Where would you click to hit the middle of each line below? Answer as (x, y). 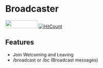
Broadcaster (32, 9)
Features (20, 42)
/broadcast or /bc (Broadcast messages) (55, 60)
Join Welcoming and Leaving (43, 54)
